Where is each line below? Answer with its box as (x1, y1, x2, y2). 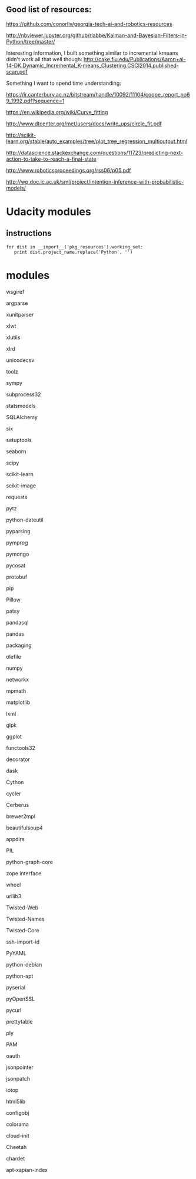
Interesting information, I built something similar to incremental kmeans (6, 49, 178, 57)
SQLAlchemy (6, 413, 38, 420)
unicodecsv (6, 356, 35, 364)
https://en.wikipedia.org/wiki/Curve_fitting (6, 108, 108, 115)
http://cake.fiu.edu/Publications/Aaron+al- (83, 55, 187, 62)
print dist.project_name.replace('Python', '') (14, 249, 133, 255)
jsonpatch (6, 1075, 31, 1082)
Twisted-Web (6, 904, 39, 911)
